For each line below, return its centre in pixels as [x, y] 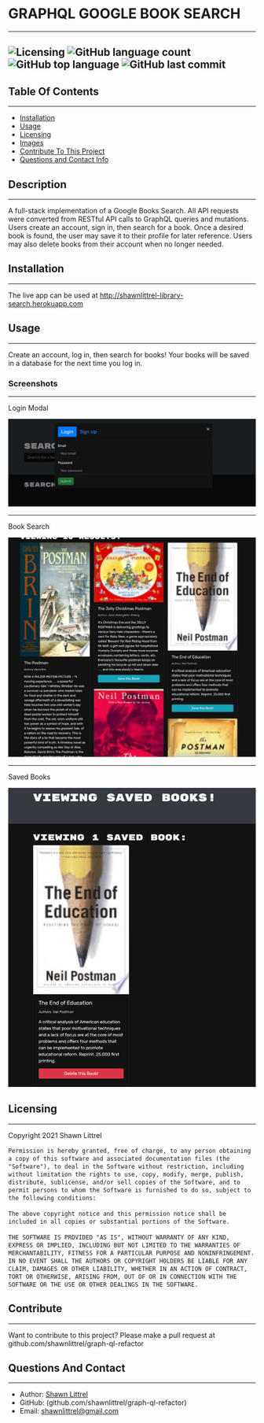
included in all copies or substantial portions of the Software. [119, 1222]
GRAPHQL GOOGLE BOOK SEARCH [125, 14]
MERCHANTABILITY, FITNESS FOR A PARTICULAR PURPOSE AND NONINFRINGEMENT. [132, 1253]
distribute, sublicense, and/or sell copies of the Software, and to [125, 1182]
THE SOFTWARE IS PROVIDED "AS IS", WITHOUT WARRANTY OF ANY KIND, [119, 1237]
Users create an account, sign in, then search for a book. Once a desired [126, 227]
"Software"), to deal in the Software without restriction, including [126, 1166]
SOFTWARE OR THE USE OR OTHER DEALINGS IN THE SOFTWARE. [103, 1284]
